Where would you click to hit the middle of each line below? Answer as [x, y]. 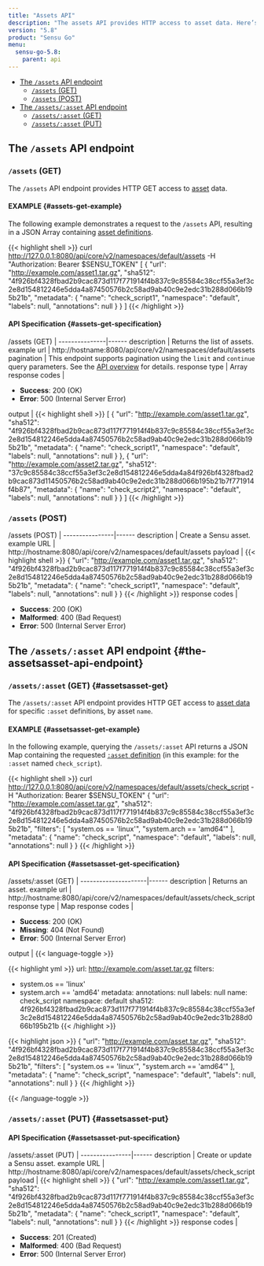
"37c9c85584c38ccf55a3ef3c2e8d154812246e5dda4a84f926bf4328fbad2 [131, 472]
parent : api [42, 60]
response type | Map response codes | [71, 907]
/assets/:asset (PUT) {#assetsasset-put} [88, 1119]
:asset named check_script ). [55, 763]
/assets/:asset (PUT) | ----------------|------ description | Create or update [130, 1155]
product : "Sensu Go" [42, 37]
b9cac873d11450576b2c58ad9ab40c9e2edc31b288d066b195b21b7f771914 [131, 481]
